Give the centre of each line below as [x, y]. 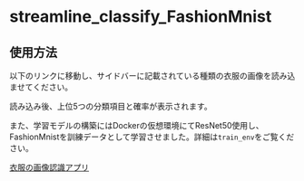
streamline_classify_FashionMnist [141, 17]
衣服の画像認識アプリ [49, 167]
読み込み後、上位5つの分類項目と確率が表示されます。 [111, 106]
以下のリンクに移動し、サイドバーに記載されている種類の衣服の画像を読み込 [152, 76]
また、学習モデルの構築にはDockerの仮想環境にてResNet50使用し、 [137, 125]
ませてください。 [41, 87]
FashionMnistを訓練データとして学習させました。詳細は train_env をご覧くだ [152, 137]
